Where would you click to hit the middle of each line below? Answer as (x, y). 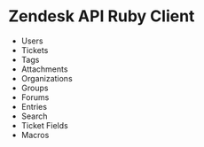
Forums (35, 97)
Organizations (47, 78)
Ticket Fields (44, 125)
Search (34, 116)
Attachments (44, 69)
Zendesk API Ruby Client (102, 16)
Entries (34, 106)
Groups (35, 88)
